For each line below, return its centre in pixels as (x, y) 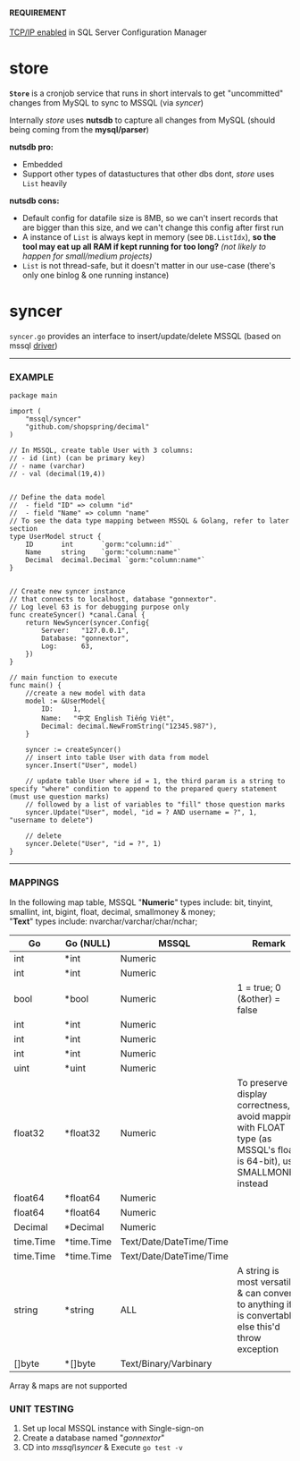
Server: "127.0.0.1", (85, 631)
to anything (261, 1304)
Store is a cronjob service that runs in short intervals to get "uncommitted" (146, 93)
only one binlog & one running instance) (96, 275)
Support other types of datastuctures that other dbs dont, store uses (148, 174)
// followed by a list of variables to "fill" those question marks (155, 805)
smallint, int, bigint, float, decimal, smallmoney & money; (112, 911)
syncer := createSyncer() (74, 750)
